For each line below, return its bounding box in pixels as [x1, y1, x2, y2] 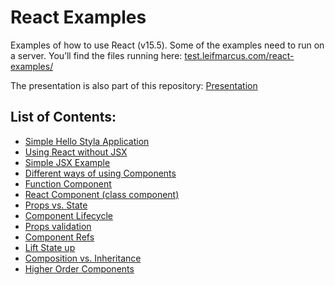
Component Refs [24, 231, 95, 243]
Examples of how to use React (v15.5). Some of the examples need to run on [10, 39, 325, 51]
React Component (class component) [24, 188, 180, 200]
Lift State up [24, 241, 76, 253]
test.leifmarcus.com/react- [184, 49, 295, 61]
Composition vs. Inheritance [24, 252, 142, 264]
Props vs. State [24, 199, 88, 211]
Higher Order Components [24, 262, 135, 275]
